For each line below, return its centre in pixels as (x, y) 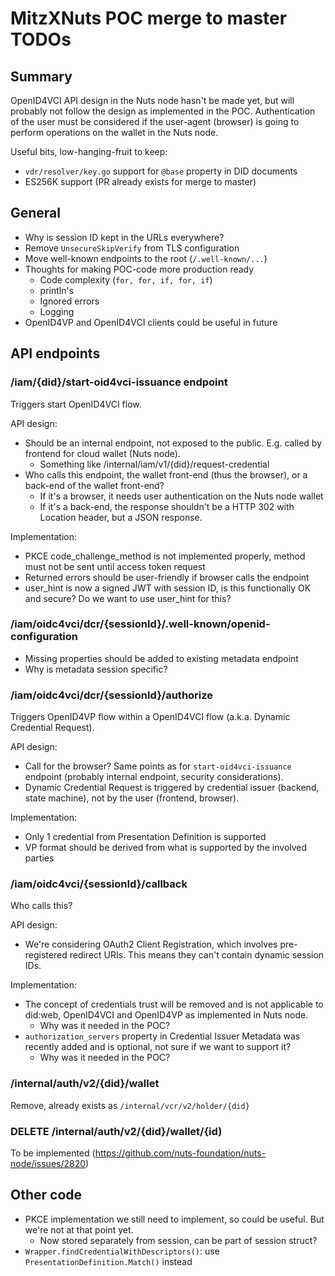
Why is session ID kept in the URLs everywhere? (124, 237)
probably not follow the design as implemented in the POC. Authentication (163, 111)
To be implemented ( (53, 1153)
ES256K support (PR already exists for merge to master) (140, 181)
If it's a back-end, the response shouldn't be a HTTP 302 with (167, 506)
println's (57, 290)
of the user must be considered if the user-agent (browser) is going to (155, 121)
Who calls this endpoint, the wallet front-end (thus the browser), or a (166, 474)
